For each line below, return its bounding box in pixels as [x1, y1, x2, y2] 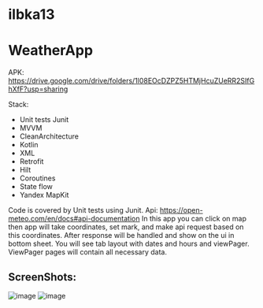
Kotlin [19, 140, 39, 150]
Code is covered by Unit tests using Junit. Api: [8, 206, 159, 215]
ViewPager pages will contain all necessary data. [8, 247, 168, 257]
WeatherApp [8, 42, 93, 60]
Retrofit [19, 157, 44, 166]
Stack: [8, 100, 29, 109]
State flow [19, 182, 54, 191]
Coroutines [19, 173, 56, 183]
